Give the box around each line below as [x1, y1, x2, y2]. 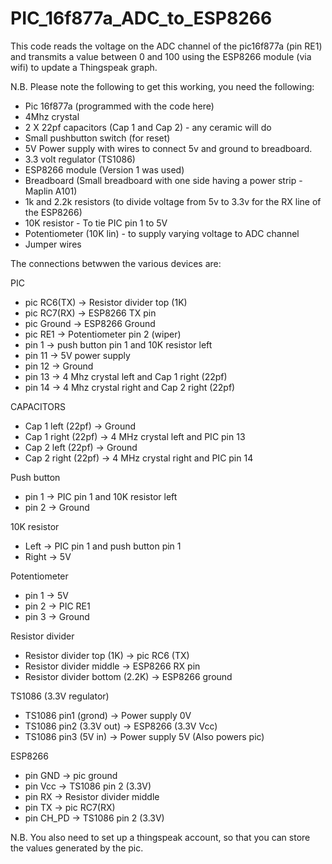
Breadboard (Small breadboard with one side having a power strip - [24, 174, 303, 186]
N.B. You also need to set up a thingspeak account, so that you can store [10, 831, 311, 843]
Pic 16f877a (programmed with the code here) [24, 100, 215, 112]
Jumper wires [24, 238, 82, 250]
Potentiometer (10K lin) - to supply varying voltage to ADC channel [24, 227, 300, 239]
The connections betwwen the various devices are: [10, 257, 222, 269]
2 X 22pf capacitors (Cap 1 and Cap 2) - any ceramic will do [24, 121, 272, 133]
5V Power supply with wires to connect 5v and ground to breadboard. [24, 142, 313, 154]
